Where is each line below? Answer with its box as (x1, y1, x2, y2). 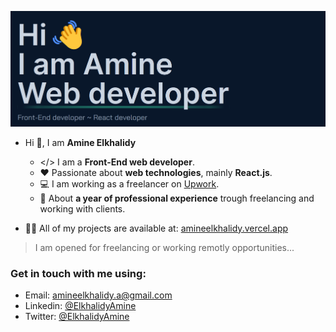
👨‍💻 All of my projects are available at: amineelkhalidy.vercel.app (24, 222, 289, 234)
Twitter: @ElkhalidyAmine (24, 311, 130, 323)
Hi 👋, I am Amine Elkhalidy (24, 136, 137, 148)
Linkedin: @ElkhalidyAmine (24, 300, 137, 312)
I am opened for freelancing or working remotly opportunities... (34, 241, 295, 253)
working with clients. (39, 202, 126, 215)
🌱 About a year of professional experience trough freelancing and (39, 192, 315, 204)
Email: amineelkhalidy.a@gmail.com (24, 289, 173, 301)
